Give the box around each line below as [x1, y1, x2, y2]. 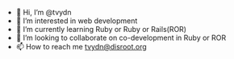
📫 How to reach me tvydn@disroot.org [15, 42, 147, 51]
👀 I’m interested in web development [15, 16, 138, 26]
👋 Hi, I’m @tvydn [15, 8, 72, 17]
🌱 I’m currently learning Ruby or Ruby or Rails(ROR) [15, 25, 187, 33]
